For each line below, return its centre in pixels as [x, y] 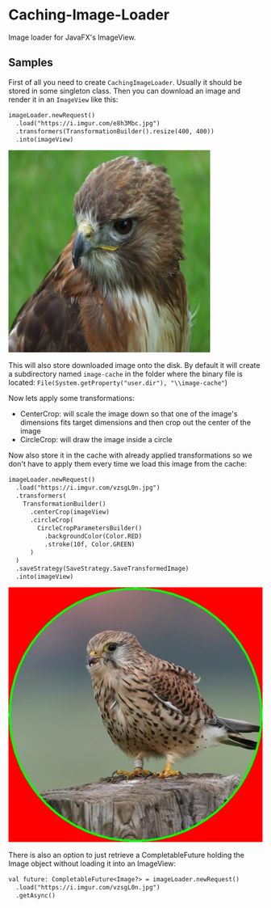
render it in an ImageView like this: [63, 99]
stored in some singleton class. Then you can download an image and [124, 91]
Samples [31, 63]
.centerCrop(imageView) [70, 512]
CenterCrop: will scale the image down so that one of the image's [129, 413]
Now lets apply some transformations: [72, 398]
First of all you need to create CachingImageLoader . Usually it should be [125, 82]
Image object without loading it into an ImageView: [92, 864]
